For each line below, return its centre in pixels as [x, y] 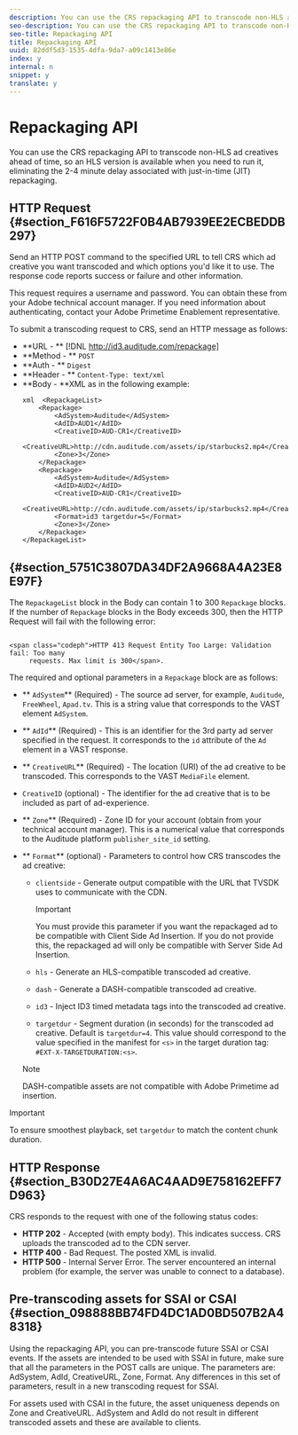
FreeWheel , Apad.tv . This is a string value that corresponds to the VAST [151, 704]
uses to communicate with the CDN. [101, 892]
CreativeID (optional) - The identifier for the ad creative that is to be [146, 793]
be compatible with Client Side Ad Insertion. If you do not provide [154, 936]
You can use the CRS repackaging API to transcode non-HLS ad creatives [144, 152]
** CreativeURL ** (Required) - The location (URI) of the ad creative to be [154, 767]
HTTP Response [55, 1167]
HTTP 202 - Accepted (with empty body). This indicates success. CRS [151, 1234]
